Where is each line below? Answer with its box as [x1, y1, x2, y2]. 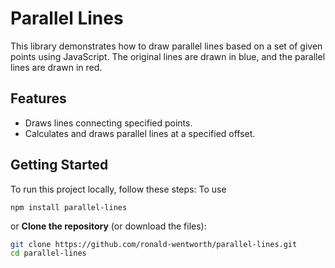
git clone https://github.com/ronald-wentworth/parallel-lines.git [10, 239, 298, 249]
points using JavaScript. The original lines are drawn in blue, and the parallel [10, 50, 326, 62]
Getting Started [10, 157, 109, 174]
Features [10, 90, 67, 107]
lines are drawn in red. [10, 61, 103, 73]
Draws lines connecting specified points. [24, 117, 193, 129]
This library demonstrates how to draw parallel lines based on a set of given [10, 40, 323, 52]
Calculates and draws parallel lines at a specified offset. [24, 127, 256, 139]
